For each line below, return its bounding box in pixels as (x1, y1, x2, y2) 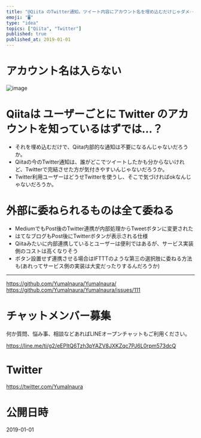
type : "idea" (6, 20, 39, 26)
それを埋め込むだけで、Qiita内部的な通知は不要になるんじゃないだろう (14, 143, 188, 150)
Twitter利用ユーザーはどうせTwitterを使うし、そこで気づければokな (14, 173, 181, 180)
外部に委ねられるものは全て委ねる (6, 204, 175, 218)
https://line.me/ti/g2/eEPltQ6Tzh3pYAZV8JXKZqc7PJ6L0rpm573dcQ (6, 342, 176, 349)
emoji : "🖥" (6, 14, 34, 20)
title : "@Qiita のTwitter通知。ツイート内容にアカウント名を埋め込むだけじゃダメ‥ (6, 8, 194, 15)
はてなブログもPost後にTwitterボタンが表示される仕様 (14, 232, 148, 240)
